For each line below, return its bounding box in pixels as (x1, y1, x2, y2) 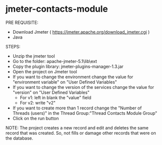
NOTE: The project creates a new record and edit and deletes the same (5, 124, 149, 130)
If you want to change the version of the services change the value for (12, 84, 154, 90)
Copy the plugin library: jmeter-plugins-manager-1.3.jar (12, 63, 124, 69)
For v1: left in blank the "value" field (20, 94, 92, 101)
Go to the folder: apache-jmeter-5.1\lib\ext (12, 58, 97, 64)
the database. (5, 135, 34, 141)
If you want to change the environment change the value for (12, 74, 134, 80)
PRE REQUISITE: (5, 20, 39, 25)
